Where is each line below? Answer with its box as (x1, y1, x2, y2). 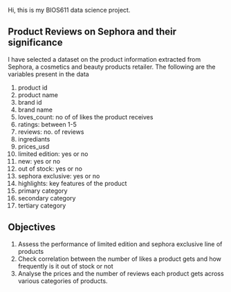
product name (17, 90, 58, 99)
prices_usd (17, 142, 50, 151)
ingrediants (17, 135, 50, 143)
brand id (17, 98, 42, 106)
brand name (17, 105, 53, 114)
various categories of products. (17, 277, 108, 285)
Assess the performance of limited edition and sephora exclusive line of (17, 239, 223, 248)
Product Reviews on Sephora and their (8, 26, 177, 37)
